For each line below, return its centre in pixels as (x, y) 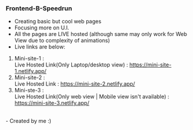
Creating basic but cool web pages (58, 22)
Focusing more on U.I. (42, 28)
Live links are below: (40, 47)
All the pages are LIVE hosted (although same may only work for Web (101, 34)
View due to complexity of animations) (62, 41)
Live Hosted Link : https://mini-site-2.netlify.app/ (74, 84)
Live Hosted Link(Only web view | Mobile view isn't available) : (92, 96)
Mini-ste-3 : (29, 90)
